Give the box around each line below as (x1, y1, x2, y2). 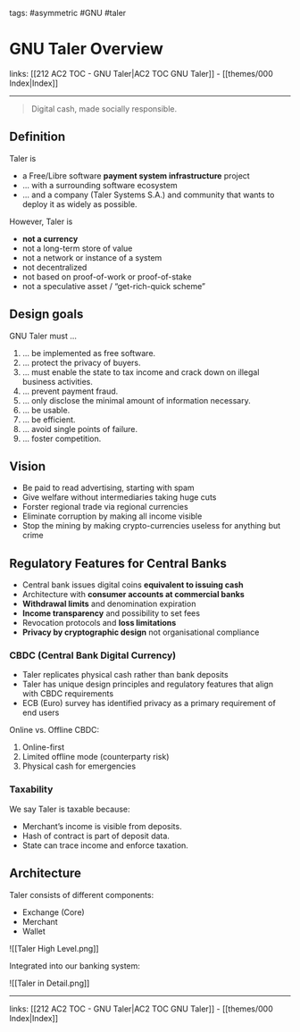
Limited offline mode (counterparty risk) (21, 752, 170, 762)
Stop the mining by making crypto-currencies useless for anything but (21, 520, 281, 531)
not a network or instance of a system (21, 252, 162, 262)
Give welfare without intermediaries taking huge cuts (21, 492, 217, 503)
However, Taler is (9, 216, 73, 227)
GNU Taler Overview (9, 39, 163, 59)
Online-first (21, 742, 65, 753)
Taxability (9, 783, 54, 795)
